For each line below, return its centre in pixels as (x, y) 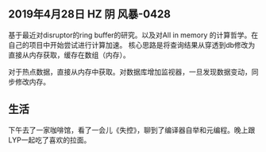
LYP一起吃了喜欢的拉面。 (50, 140)
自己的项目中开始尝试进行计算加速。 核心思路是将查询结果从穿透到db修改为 (132, 45)
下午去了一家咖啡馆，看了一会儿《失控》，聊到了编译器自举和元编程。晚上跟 (132, 130)
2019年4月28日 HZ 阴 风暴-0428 (89, 14)
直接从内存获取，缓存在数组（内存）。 (69, 55)
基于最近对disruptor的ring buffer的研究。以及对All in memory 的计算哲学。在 (133, 35)
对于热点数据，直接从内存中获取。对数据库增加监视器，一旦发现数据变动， (130, 72)
